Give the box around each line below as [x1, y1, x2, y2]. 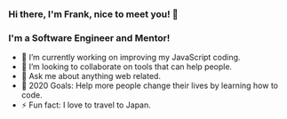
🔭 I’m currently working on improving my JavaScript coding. [20, 52, 241, 63]
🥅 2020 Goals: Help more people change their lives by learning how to [20, 80, 279, 91]
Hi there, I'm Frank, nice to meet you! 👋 [8, 8, 179, 20]
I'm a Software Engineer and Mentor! [8, 31, 171, 44]
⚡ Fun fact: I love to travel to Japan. [20, 99, 152, 110]
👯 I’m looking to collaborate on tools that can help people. [20, 61, 233, 72]
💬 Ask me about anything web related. [20, 71, 162, 82]
